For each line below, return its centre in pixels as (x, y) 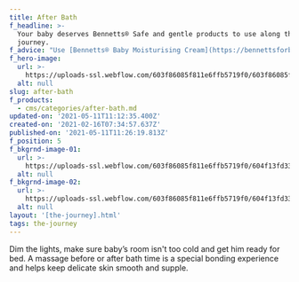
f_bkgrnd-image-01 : (45, 149)
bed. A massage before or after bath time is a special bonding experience (144, 258)
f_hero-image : (36, 59)
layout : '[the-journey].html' (65, 215)
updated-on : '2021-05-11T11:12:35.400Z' (85, 116)
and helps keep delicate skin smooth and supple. (99, 268)
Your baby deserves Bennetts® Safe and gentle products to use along (149, 34)
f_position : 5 (36, 141)
